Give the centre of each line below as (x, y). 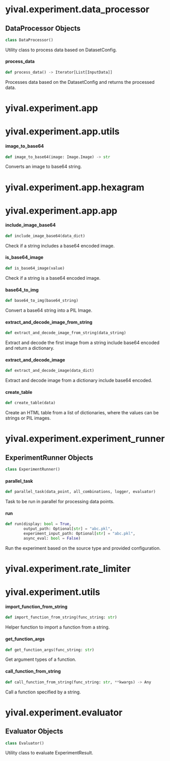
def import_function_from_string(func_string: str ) (61, 617)
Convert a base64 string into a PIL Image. (49, 310)
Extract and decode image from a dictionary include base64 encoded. (79, 381)
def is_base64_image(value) (35, 268)
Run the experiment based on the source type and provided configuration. (83, 548)
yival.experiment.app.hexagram (75, 187)
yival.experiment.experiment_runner (85, 439)
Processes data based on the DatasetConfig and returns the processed (80, 82)
